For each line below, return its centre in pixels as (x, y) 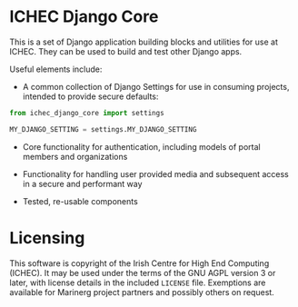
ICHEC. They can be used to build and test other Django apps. (126, 51)
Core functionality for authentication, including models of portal (141, 146)
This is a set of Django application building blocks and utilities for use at (144, 42)
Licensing (47, 238)
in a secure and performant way (82, 183)
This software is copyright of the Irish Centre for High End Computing (139, 263)
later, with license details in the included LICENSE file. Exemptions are (138, 282)
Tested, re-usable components (80, 201)
